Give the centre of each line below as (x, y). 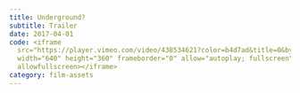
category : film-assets (51, 75)
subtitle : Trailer (43, 26)
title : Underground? (48, 17)
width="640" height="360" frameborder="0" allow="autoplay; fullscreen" (155, 58)
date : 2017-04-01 (42, 34)
